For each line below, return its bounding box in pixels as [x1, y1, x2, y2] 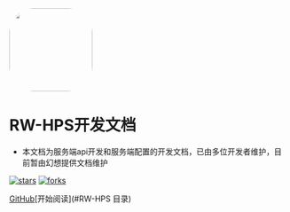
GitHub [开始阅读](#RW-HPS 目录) [9, 193, 131, 204]
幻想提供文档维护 [45, 157, 108, 168]
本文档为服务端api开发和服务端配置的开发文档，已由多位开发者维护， [21, 145, 275, 157]
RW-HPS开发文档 [9, 115, 137, 136]
